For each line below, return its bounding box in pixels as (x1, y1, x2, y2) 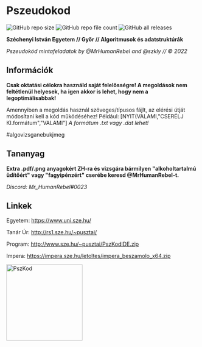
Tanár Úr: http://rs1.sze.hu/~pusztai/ (6, 229, 97, 236)
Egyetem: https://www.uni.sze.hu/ (6, 217, 91, 224)
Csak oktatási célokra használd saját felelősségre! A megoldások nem (6, 81, 187, 88)
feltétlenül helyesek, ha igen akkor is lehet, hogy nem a (6, 88, 148, 95)
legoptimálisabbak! (6, 94, 57, 101)
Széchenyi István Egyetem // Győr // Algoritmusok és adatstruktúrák (6, 35, 184, 43)
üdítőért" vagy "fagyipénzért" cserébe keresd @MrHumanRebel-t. (6, 171, 179, 179)
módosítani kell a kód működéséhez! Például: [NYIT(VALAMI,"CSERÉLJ (6, 112, 184, 120)
